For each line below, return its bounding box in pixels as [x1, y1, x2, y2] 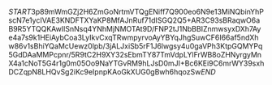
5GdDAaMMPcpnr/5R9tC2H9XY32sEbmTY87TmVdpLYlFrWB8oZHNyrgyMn [8, 50, 262, 59]
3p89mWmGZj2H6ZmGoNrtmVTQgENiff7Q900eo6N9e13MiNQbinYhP [31, 7, 264, 16]
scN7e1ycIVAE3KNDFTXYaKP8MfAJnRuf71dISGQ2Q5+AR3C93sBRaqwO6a [8, 15, 261, 25]
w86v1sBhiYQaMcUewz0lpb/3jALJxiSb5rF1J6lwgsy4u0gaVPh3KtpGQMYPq [8, 41, 263, 51]
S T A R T [8, 7, 32, 16]
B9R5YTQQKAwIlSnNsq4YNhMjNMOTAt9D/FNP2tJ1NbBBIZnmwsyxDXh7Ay [8, 24, 261, 33]
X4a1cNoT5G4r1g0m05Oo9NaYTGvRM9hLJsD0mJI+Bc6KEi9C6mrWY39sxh [8, 58, 265, 68]
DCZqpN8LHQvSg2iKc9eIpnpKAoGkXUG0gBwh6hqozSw [8, 67, 201, 76]
